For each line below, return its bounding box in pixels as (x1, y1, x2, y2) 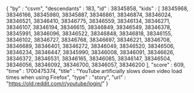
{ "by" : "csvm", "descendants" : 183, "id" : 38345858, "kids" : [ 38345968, (6, 5, 189, 12)
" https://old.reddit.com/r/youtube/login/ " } (6, 80, 108, 87)
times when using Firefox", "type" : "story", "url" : (6, 74, 126, 81)
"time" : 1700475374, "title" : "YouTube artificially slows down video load (6, 68, 182, 74)
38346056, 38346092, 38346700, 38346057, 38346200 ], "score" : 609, (6, 61, 185, 68)
